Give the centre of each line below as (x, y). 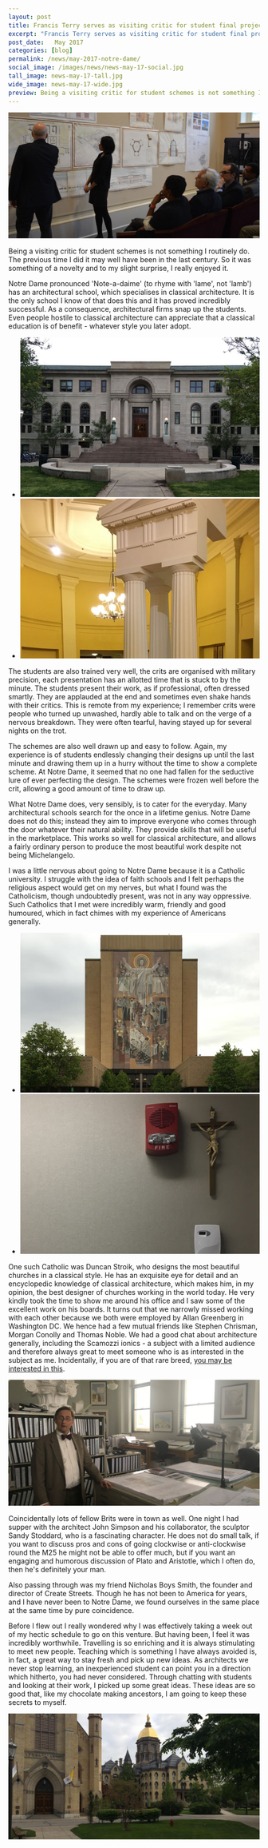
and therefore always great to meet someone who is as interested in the (126, 1352)
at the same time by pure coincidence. (71, 1610)
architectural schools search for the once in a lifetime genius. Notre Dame (130, 812)
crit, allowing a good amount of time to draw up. (87, 788)
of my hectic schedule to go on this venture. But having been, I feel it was (129, 1634)
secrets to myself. (37, 1702)
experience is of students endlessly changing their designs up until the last (131, 755)
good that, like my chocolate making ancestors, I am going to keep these (128, 1694)
